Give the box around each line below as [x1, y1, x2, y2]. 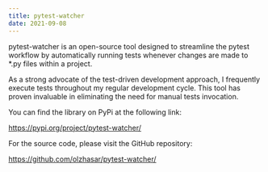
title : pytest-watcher [8, 11, 85, 20]
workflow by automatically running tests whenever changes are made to [8, 50, 249, 60]
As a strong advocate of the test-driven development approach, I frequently [8, 74, 261, 84]
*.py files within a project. [8, 58, 93, 69]
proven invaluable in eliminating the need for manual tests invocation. [8, 91, 239, 101]
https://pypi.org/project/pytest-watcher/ [8, 123, 142, 132]
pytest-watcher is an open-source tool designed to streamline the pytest [8, 41, 250, 51]
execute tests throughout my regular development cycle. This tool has [8, 82, 241, 93]
